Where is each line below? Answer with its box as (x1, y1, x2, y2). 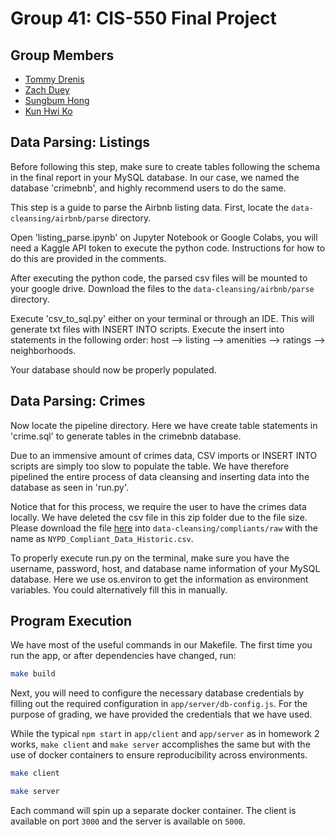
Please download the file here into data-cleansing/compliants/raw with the (10, 522, 318, 534)
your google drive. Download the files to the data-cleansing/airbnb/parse (10, 282, 315, 294)
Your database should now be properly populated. (10, 363, 217, 376)
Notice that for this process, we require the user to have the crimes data (10, 500, 307, 512)
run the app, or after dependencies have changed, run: (10, 650, 237, 662)
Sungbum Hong (24, 95, 90, 106)
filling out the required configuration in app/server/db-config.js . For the (10, 698, 308, 710)
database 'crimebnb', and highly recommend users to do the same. (10, 182, 287, 194)
